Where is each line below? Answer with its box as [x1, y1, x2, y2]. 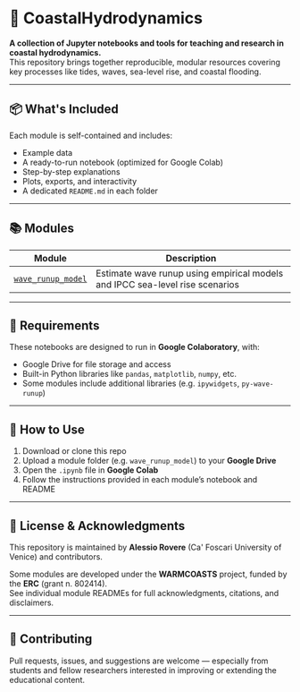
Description [165, 252, 217, 264]
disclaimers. [9, 597, 54, 608]
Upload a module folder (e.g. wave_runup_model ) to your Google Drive [21, 456, 277, 466]
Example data [21, 147, 73, 158]
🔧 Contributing [9, 631, 93, 647]
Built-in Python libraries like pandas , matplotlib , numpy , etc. [21, 369, 237, 380]
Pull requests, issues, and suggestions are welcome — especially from [9, 655, 269, 666]
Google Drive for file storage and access [21, 359, 171, 370]
